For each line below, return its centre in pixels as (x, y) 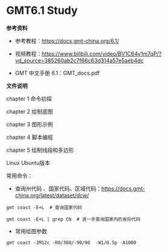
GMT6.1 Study (42, 11)
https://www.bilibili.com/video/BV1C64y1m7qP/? (102, 53)
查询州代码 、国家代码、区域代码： (58, 189)
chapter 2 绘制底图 (30, 111)
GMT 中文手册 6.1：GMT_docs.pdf (57, 73)
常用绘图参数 (31, 231)
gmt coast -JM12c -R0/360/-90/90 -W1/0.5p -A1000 (71, 242)
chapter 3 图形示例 (30, 124)
